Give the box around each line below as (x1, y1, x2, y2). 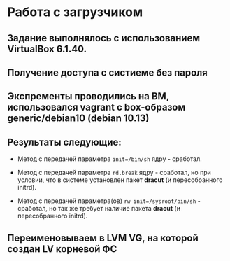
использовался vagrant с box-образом (7, 101, 186, 113)
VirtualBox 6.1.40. (7, 43, 87, 55)
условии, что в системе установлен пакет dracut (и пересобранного (17, 176, 223, 184)
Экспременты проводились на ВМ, (7, 90, 170, 102)
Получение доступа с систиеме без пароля (7, 66, 208, 78)
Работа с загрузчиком (7, 4, 143, 20)
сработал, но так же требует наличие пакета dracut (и (17, 204, 180, 213)
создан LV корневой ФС (7, 243, 117, 255)
